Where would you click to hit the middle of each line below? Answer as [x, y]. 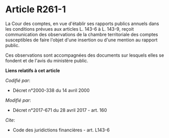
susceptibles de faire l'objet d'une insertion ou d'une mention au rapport [81, 40]
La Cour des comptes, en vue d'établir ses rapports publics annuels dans [82, 24]
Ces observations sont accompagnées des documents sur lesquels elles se [85, 55]
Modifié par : [18, 100]
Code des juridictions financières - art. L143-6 [61, 130]
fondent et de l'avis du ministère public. [47, 60]
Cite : [10, 120]
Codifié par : [18, 80]
